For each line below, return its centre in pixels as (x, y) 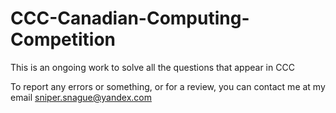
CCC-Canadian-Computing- (130, 18)
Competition (63, 39)
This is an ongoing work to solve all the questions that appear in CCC (152, 67)
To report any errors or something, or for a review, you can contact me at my (168, 86)
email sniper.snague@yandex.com (81, 97)
